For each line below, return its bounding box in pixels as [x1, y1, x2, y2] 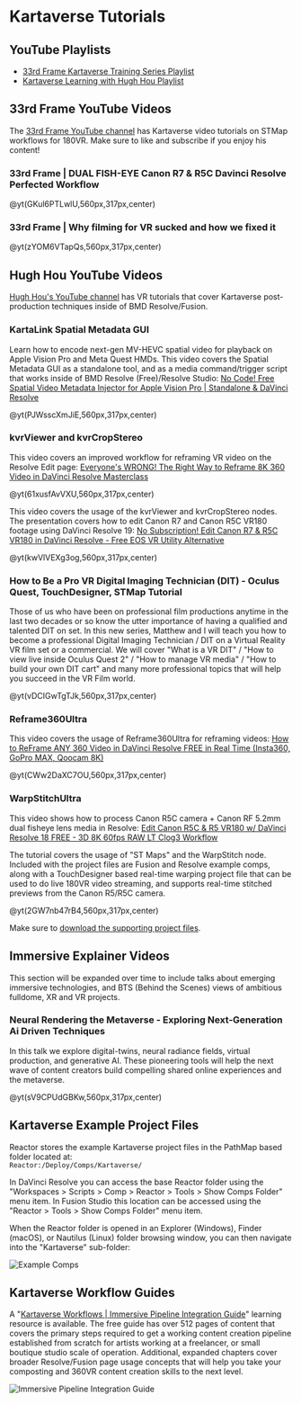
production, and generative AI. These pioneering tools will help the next [9, 1055, 274, 1066]
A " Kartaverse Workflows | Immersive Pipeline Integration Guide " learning [9, 1309, 282, 1319]
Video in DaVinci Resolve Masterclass [9, 470, 149, 482]
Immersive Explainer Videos [9, 949, 171, 964]
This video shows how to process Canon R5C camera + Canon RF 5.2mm [9, 812, 281, 824]
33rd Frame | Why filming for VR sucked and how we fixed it [9, 221, 277, 234]
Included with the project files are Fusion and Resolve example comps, [9, 859, 271, 870]
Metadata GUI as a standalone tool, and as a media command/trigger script [9, 362, 288, 374]
